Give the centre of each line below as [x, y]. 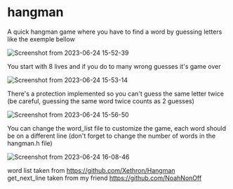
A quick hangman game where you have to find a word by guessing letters [115, 32]
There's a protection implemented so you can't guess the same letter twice [116, 93]
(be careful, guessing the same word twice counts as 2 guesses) [101, 101]
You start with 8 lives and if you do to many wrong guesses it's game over [114, 66]
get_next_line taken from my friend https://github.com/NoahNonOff [105, 178]
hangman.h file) [30, 143]
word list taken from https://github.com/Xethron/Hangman [91, 170]
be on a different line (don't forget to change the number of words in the [112, 136]
